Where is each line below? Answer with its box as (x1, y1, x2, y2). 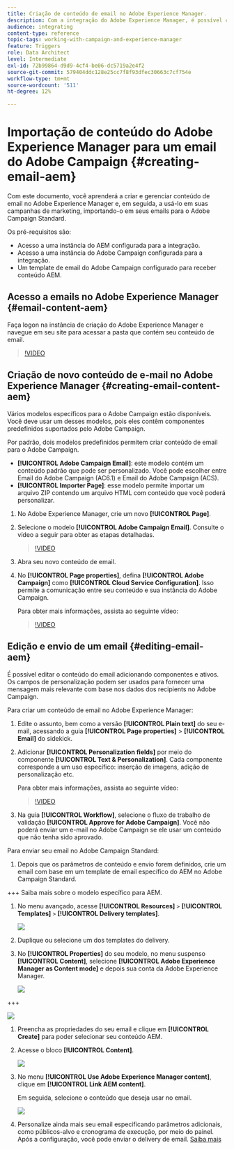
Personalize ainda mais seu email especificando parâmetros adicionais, (17, 1120, 223, 1128)
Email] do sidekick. (17, 734, 73, 742)
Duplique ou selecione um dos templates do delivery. (17, 936, 170, 944)
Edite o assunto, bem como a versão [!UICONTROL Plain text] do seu (17, 719, 217, 728)
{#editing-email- (130, 640, 204, 653)
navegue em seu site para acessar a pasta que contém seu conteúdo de (7, 327, 214, 336)
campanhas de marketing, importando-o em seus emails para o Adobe (7, 207, 210, 215)
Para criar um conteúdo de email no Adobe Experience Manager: (7, 706, 194, 714)
